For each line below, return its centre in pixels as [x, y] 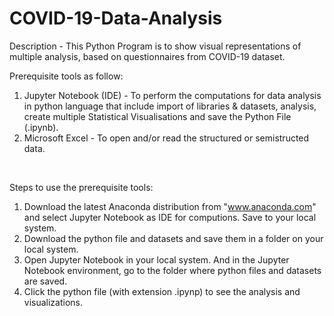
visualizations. [53, 302]
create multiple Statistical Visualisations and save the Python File [157, 116]
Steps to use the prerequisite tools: [81, 187]
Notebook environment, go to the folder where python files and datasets [172, 270]
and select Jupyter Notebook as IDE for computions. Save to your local [170, 217]
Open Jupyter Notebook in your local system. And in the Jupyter [156, 259]
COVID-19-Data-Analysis [116, 18]
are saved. [45, 281]
